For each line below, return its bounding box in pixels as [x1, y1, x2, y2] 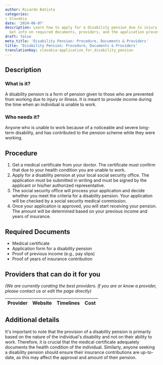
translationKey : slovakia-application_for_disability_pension [5, 48, 133, 52]
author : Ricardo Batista [5, 7, 55, 12]
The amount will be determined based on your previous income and [12, 208, 148, 214]
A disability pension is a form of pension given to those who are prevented [5, 91, 154, 97]
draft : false [5, 34, 32, 39]
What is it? [5, 80, 31, 87]
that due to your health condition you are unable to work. [12, 167, 126, 173]
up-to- [140, 349, 154, 355]
